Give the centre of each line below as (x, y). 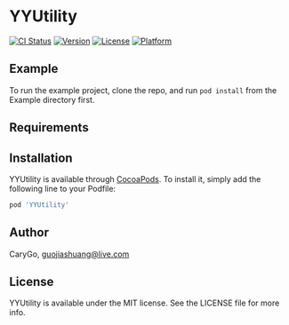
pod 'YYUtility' (39, 205)
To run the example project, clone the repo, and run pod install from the (143, 90)
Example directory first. (52, 99)
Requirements (49, 127)
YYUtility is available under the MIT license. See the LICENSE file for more (144, 303)
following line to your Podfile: (63, 188)
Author (29, 233)
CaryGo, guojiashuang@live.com (69, 254)
